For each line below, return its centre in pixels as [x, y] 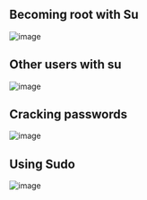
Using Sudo [43, 164]
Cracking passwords [69, 114]
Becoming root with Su [74, 15]
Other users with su [65, 65]
